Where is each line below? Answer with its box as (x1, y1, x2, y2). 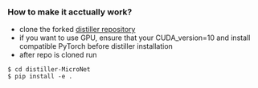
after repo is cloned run (18, 50, 97, 60)
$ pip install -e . (7, 73, 73, 81)
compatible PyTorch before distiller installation (18, 42, 174, 51)
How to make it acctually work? (7, 6, 133, 18)
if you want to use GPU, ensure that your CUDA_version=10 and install (18, 33, 251, 42)
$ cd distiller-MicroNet (7, 66, 91, 74)
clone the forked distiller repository (18, 25, 136, 34)
